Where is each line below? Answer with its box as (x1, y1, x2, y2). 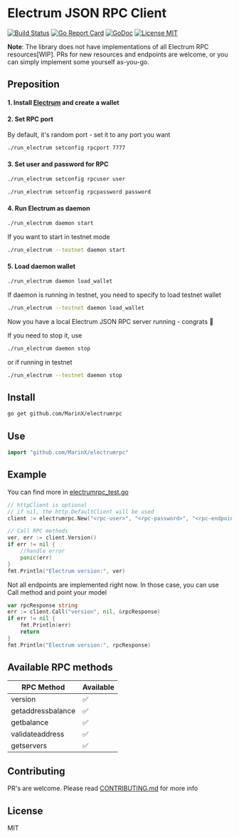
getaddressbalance (11, 706, 76, 716)
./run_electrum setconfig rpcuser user (7, 176, 126, 183)
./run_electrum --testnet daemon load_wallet (7, 304, 144, 311)
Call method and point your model (7, 587, 107, 597)
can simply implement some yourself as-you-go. (7, 57, 149, 66)
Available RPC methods (7, 662, 114, 674)
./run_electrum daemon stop (7, 345, 91, 352)
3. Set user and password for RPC (7, 159, 109, 168)
